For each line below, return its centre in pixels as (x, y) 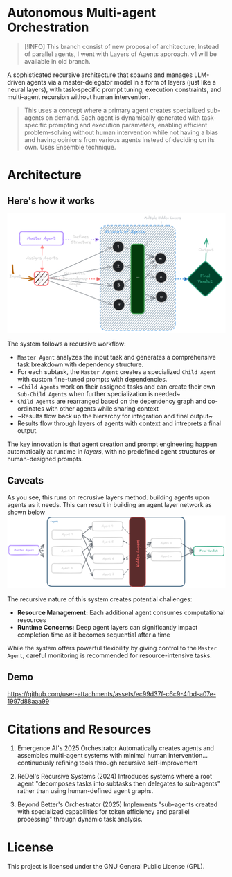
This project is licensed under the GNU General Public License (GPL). (106, 867)
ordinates (31, 409)
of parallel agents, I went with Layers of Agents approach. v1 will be (120, 54)
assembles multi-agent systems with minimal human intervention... (112, 756)
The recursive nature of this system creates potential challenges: (100, 599)
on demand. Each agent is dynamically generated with (123, 117)
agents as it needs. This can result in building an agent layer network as (110, 504)
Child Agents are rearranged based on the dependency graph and (111, 401)
